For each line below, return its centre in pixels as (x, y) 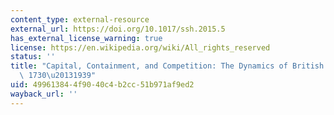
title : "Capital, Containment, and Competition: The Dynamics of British (167, 66)
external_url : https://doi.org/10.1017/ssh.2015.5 (118, 29)
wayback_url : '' (44, 94)
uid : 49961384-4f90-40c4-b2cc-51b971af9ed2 (102, 85)
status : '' (33, 57)
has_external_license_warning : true (86, 38)
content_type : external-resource (80, 19)
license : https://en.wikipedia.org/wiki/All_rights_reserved (140, 47)
